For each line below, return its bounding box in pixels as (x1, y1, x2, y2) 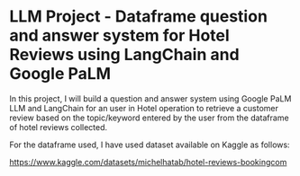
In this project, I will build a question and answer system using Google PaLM (9, 92, 292, 104)
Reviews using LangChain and (9, 45, 241, 65)
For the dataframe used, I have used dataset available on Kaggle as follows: (9, 139, 290, 150)
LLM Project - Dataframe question (9, 6, 268, 27)
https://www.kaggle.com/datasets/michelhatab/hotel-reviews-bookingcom (9, 156, 287, 167)
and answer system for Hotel (9, 25, 230, 46)
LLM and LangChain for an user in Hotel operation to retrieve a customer (9, 102, 279, 113)
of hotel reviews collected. (9, 121, 108, 132)
